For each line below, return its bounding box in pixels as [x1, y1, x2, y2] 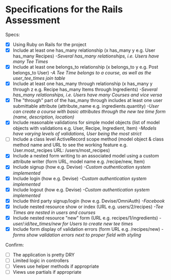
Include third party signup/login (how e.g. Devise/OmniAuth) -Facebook [12, 197, 165, 204]
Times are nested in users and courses [12, 209, 96, 215]
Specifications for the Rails [5, 4, 123, 15]
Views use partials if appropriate [12, 269, 82, 275]
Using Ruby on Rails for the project [12, 41, 87, 47]
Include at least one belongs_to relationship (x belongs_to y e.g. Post [12, 64, 158, 70]
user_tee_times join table [12, 75, 66, 82]
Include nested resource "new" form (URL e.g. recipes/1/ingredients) [12, 214, 158, 221]
